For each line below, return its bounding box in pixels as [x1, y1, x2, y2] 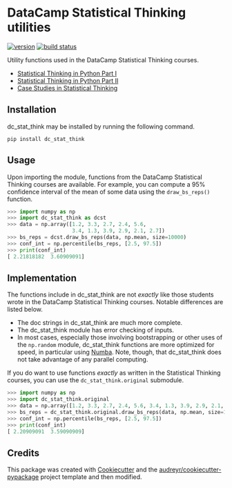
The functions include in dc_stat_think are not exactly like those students [7, 290, 214, 299]
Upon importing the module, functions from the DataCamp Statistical [7, 173, 202, 181]
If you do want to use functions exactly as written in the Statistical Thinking [7, 368, 221, 377]
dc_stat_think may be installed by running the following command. [7, 122, 195, 131]
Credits [7, 447, 40, 459]
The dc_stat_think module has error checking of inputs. [17, 326, 175, 335]
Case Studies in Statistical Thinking [17, 84, 118, 92]
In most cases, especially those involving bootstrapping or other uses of [17, 333, 223, 341]
